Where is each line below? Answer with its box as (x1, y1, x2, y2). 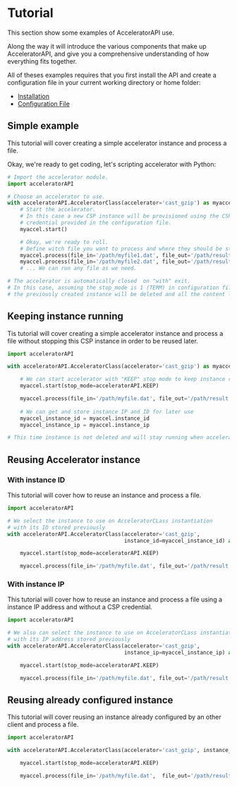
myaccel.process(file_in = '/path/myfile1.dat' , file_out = (20, 252, 191, 259)
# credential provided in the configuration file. (20, 219, 172, 226)
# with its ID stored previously (7, 524, 106, 531)
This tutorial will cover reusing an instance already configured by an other (7, 712, 221, 722)
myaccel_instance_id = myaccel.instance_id (20, 415, 150, 422)
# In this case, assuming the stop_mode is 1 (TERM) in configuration (7, 284, 219, 291)
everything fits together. (7, 57, 78, 65)
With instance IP (7, 580, 65, 589)
